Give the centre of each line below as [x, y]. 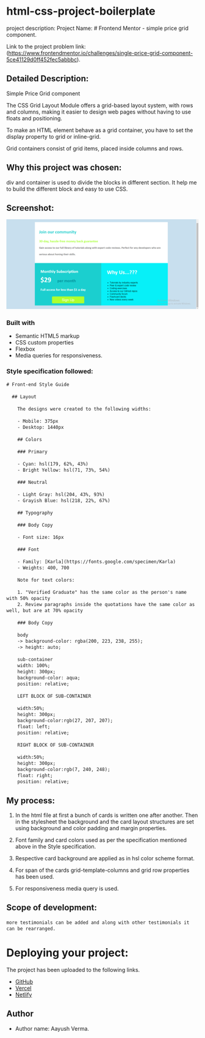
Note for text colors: [46, 580]
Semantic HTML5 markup [47, 336]
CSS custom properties [45, 342]
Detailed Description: [48, 79]
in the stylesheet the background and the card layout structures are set [104, 822]
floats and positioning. [34, 118]
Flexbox [25, 349]
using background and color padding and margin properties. [91, 828]
